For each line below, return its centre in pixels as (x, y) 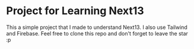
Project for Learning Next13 (75, 11)
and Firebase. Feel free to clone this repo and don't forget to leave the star (97, 33)
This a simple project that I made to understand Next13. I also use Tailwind (97, 27)
